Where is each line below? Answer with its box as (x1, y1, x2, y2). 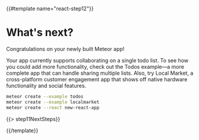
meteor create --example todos (6, 93, 84, 100)
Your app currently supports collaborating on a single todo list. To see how (6, 56, 189, 64)
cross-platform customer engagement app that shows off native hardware (6, 75, 188, 82)
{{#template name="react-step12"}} (6, 5, 94, 12)
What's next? (6, 26, 74, 39)
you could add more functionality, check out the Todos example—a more (6, 63, 184, 70)
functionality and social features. (6, 82, 87, 89)
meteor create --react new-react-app (6, 104, 100, 110)
